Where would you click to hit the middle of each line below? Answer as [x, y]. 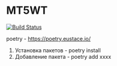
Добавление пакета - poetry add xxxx [63, 56]
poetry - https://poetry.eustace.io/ [49, 38]
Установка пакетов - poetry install [58, 50]
